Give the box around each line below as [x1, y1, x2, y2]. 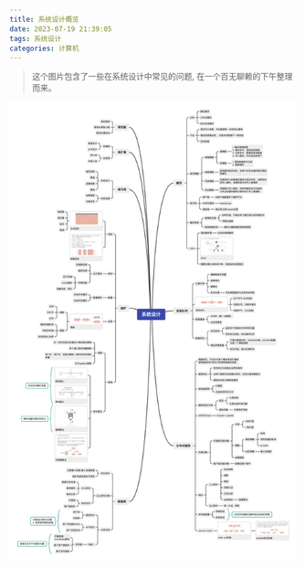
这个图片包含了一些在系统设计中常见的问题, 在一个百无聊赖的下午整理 [31, 71, 293, 82]
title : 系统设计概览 [9, 15, 79, 24]
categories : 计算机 [9, 44, 79, 53]
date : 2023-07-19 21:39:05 [9, 24, 112, 34]
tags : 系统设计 [9, 34, 62, 43]
